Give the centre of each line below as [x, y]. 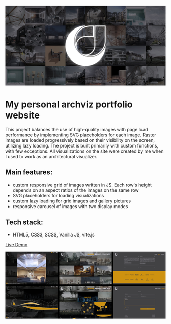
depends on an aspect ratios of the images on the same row [76, 190]
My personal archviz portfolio [69, 105]
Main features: [29, 173]
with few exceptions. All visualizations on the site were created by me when [84, 151]
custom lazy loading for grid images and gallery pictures [72, 201]
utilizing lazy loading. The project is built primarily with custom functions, [82, 145]
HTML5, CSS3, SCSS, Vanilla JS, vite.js [54, 234]
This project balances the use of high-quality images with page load [77, 129]
